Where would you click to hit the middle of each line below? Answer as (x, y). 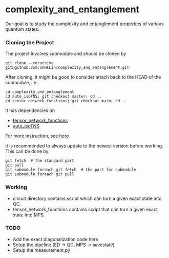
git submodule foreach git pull (40, 174)
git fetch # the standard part (40, 161)
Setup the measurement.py (41, 250)
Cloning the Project (30, 42)
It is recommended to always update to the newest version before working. (84, 146)
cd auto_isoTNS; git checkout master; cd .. (54, 97)
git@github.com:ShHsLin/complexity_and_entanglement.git (67, 68)
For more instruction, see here (37, 136)
